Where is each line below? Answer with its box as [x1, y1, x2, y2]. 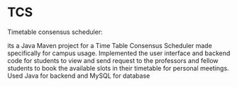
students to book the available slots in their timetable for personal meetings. [7, 64, 229, 72]
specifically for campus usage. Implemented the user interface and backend [7, 49, 231, 57]
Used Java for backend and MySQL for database [7, 71, 150, 80]
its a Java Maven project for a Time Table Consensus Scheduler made [7, 41, 213, 50]
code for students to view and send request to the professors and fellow [7, 56, 219, 64]
